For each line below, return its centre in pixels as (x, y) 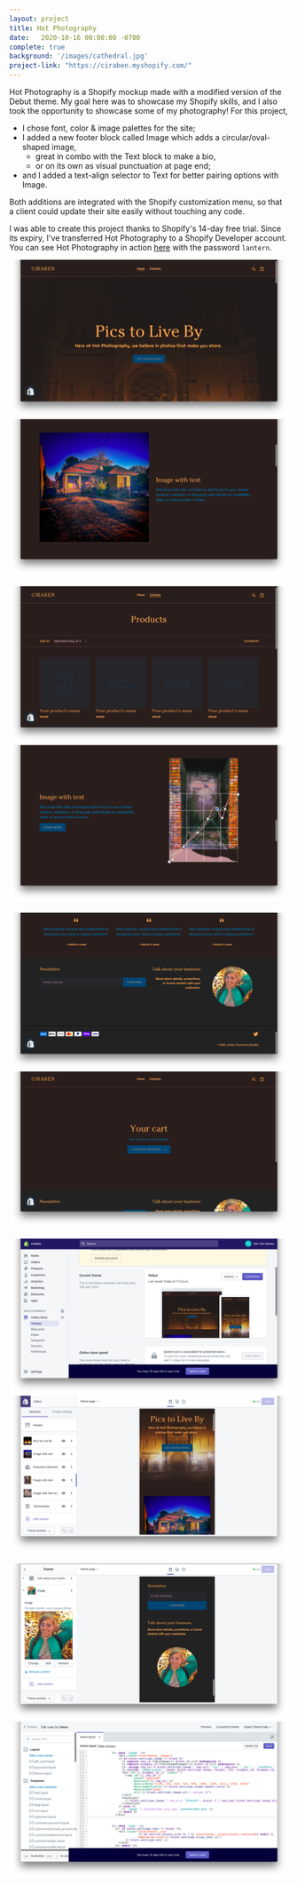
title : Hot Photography (53, 28)
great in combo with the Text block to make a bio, (125, 156)
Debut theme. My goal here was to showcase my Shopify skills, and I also (143, 101)
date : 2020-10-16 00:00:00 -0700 (75, 37)
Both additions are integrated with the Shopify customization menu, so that (146, 202)
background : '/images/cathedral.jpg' (79, 56)
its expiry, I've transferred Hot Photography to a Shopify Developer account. (148, 238)
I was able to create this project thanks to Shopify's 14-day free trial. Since (145, 228)
